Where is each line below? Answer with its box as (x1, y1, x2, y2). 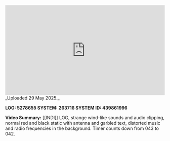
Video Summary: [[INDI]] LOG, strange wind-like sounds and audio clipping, (5, 114, 164, 121)
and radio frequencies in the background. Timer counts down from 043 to (5, 125, 159, 131)
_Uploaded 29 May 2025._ (5, 95, 60, 101)
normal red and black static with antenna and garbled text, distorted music (5, 120, 161, 126)
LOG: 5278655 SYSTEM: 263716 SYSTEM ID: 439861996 (5, 104, 127, 111)
